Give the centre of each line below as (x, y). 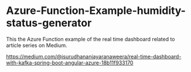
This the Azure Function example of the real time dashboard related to (91, 39)
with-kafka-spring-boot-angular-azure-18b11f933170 (70, 63)
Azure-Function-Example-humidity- (96, 11)
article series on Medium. (37, 45)
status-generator (49, 23)
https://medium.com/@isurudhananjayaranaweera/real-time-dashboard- (94, 56)
